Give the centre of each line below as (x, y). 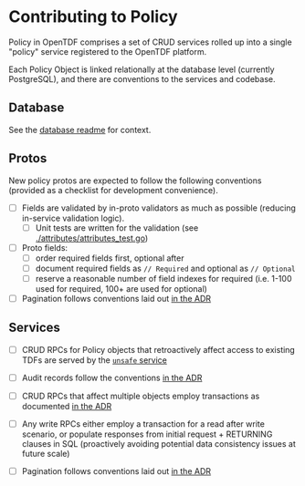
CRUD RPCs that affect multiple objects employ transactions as (141, 396)
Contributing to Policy (94, 17)
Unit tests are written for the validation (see (117, 227)
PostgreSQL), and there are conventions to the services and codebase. (142, 78)
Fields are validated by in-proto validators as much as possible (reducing (158, 208)
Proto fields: (45, 247)
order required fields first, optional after (110, 258)
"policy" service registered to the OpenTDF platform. (108, 51)
